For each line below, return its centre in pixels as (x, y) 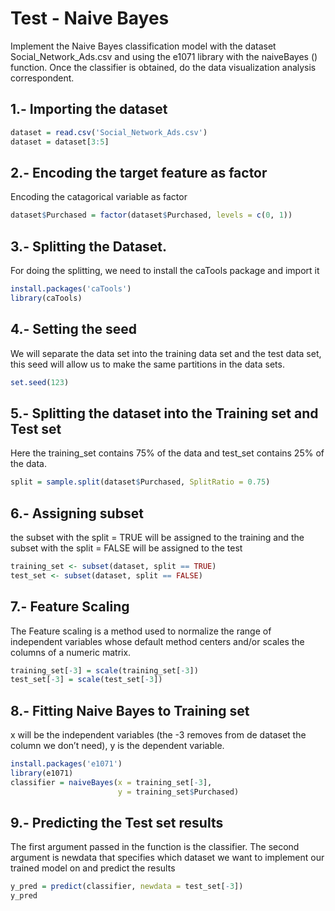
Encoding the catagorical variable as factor (99, 197)
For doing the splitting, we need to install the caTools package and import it (165, 270)
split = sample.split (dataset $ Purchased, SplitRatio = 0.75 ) (140, 482)
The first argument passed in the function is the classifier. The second (155, 847)
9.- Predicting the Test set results (117, 822)
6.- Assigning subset (77, 513)
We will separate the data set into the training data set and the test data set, (166, 353)
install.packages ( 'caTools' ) (71, 289)
